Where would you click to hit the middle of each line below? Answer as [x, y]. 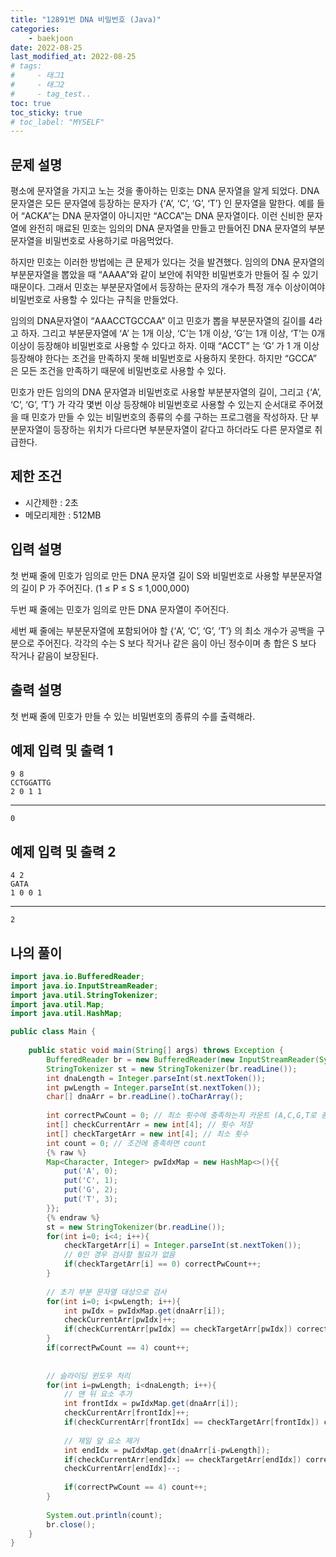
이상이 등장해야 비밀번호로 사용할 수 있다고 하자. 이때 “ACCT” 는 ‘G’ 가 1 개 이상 [165, 346]
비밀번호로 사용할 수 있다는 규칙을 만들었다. [94, 300]
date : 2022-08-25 [46, 47]
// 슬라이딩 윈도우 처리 [88, 1376]
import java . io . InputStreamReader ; [84, 986]
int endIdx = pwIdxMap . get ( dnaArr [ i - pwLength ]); [167, 1450]
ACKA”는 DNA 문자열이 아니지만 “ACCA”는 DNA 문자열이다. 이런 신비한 [164, 216]
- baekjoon [51, 38]
